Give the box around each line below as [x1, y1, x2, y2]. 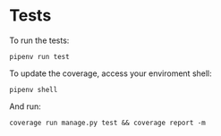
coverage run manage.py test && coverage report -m [9, 118, 206, 127]
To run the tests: [9, 35, 70, 46]
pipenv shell [9, 85, 58, 94]
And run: [9, 100, 42, 112]
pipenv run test [9, 52, 70, 61]
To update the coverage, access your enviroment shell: [9, 68, 212, 79]
